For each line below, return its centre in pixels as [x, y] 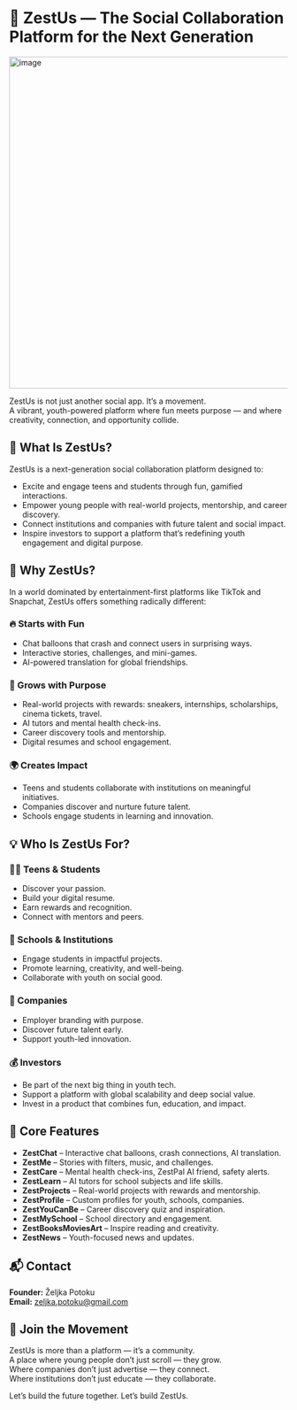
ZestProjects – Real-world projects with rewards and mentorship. [141, 1190]
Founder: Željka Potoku [52, 1292]
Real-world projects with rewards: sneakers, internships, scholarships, [150, 705]
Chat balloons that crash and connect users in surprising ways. [137, 643]
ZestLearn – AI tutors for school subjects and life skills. [122, 1181]
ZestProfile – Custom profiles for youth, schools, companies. [133, 1199]
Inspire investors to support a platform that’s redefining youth [133, 533]
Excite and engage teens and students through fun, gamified [132, 486]
